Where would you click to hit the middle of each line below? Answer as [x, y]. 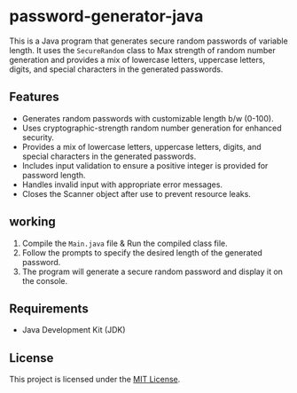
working [32, 222]
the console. [45, 280]
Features [34, 97]
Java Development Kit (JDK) [74, 330]
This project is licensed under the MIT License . [95, 380]
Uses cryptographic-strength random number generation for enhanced [152, 128]
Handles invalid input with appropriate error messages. [122, 185]
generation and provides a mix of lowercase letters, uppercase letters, [137, 59]
